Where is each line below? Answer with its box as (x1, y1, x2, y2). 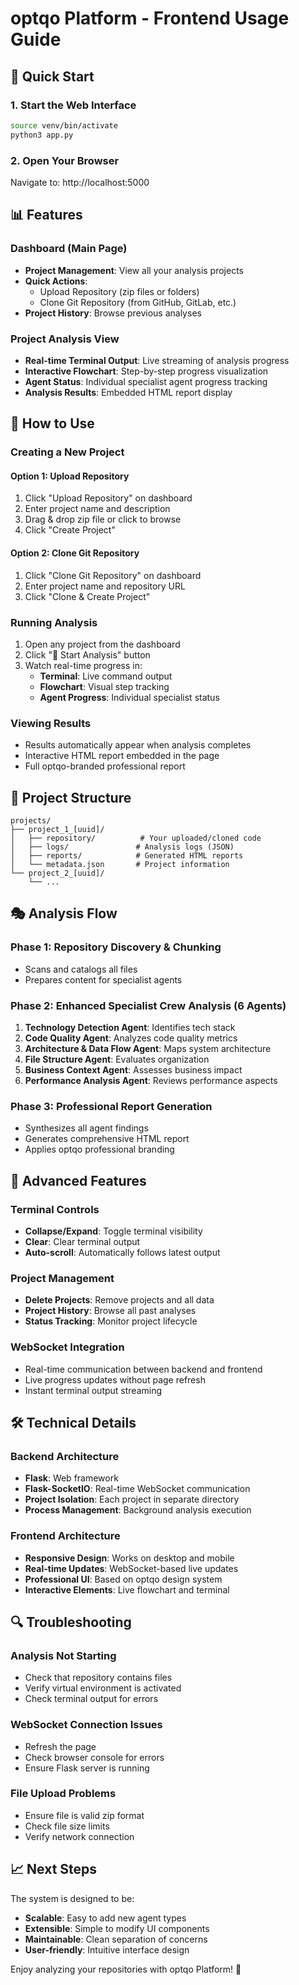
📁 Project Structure (10, 789, 132, 806)
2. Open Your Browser (10, 153, 120, 167)
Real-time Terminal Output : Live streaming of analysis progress (24, 354, 290, 366)
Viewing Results (10, 716, 92, 730)
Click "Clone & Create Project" (24, 590, 151, 602)
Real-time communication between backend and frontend (24, 1363, 263, 1375)
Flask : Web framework (24, 1472, 119, 1484)
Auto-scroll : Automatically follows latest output (24, 1247, 221, 1258)
